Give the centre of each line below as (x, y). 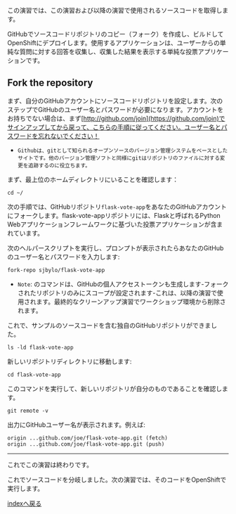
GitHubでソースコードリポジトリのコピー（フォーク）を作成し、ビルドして (116, 34)
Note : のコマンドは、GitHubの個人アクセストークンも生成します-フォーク (123, 284)
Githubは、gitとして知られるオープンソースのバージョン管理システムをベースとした (123, 150)
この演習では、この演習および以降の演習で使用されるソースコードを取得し (115, 10)
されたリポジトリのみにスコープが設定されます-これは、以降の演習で (117, 293)
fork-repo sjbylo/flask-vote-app (56, 270)
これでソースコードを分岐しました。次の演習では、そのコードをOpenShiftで (117, 480)
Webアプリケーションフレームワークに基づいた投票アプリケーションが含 (112, 224)
